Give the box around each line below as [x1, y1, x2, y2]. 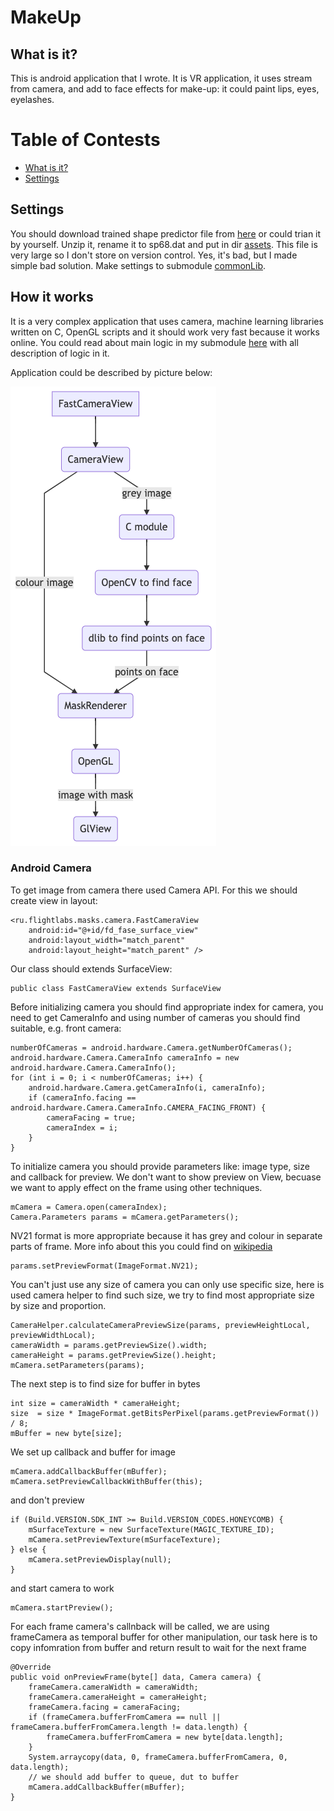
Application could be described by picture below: [10, 366, 213, 378]
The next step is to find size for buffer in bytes [10, 1377, 201, 1390]
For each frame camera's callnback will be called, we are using [10, 1620, 270, 1632]
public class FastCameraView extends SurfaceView [10, 983, 222, 993]
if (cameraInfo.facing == [28, 1092, 137, 1103]
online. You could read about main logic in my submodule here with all [10, 336, 299, 348]
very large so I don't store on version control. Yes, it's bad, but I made [10, 249, 298, 261]
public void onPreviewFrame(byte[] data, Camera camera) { [10, 1672, 262, 1682]
